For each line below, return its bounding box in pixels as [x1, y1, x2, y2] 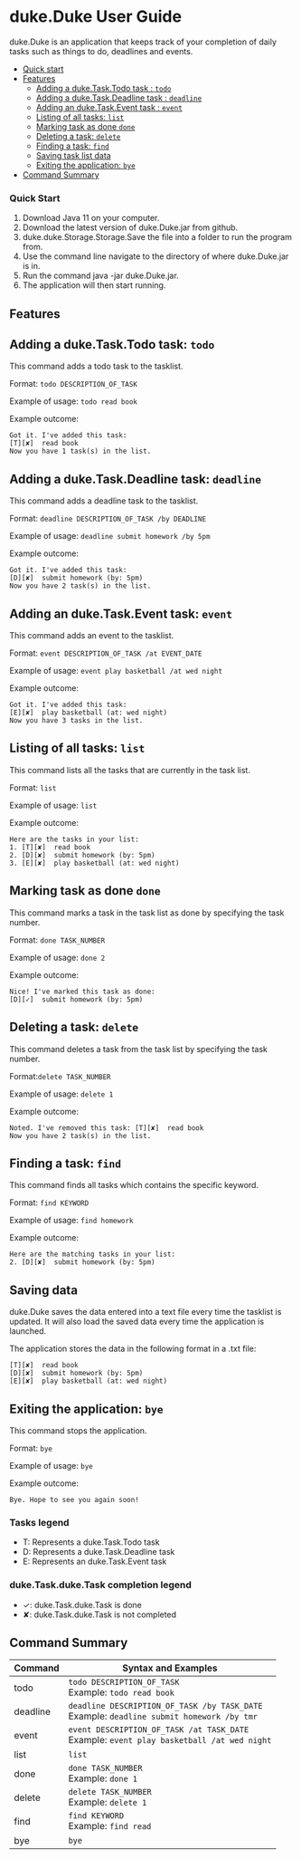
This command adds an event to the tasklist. [9, 630, 174, 641]
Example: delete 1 [68, 1796, 147, 1808]
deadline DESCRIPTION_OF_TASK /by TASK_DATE [68, 1701, 263, 1711]
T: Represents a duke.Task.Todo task [22, 1537, 160, 1548]
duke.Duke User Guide [9, 6, 183, 27]
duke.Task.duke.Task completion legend [9, 1578, 192, 1591]
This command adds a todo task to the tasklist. [9, 360, 183, 372]
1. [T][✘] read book [9, 842, 91, 852]
